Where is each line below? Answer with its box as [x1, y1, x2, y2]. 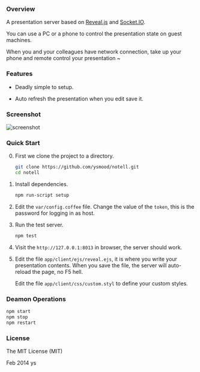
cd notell [14, 170, 40, 176]
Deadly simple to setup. [14, 83, 74, 90]
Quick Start [6, 138, 40, 147]
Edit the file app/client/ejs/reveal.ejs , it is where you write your [14, 255, 177, 262]
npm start [6, 308, 31, 314]
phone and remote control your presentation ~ [6, 55, 121, 62]
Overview [6, 5, 35, 13]
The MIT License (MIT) [6, 347, 63, 355]
